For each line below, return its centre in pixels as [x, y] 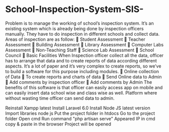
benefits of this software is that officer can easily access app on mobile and [84, 87]
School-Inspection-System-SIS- [74, 9]
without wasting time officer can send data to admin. [60, 98]
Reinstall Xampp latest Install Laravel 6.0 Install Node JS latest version [78, 108]
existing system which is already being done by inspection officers [74, 28]
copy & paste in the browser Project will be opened [58, 124]
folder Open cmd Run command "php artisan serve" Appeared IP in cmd [80, 118]
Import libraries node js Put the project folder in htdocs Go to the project [80, 113]
